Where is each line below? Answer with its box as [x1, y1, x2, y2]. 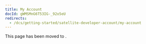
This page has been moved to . [5, 33, 67, 39]
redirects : [5, 16, 27, 21]
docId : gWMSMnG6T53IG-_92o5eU [5, 11, 66, 16]
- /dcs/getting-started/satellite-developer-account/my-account [9, 20, 142, 25]
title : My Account [5, 7, 42, 12]
